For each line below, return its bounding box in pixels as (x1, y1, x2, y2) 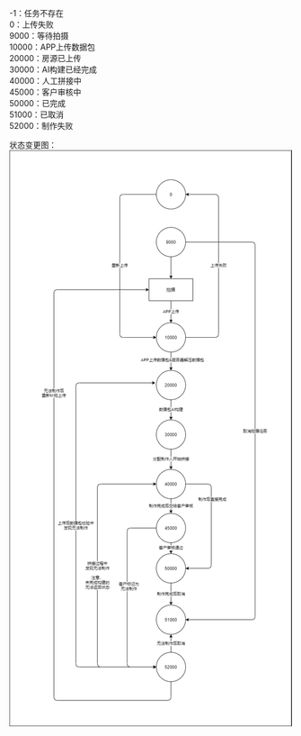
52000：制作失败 (9, 121, 74, 131)
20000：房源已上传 (9, 53, 82, 63)
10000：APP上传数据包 (9, 41, 96, 52)
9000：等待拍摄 (9, 31, 69, 41)
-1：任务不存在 (9, 8, 65, 18)
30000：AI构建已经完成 (9, 64, 97, 75)
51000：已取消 (9, 109, 65, 120)
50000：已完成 (9, 98, 66, 108)
